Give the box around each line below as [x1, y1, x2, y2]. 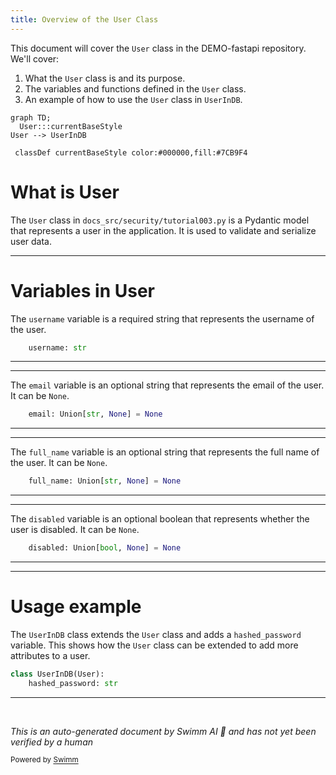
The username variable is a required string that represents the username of [10, 312, 315, 325]
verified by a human [10, 736, 94, 748]
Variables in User [10, 279, 156, 302]
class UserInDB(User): [10, 669, 105, 679]
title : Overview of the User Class [10, 14, 159, 25]
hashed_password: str [28, 678, 118, 688]
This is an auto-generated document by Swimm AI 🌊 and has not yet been [10, 725, 317, 737]
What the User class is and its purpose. [24, 72, 186, 84]
